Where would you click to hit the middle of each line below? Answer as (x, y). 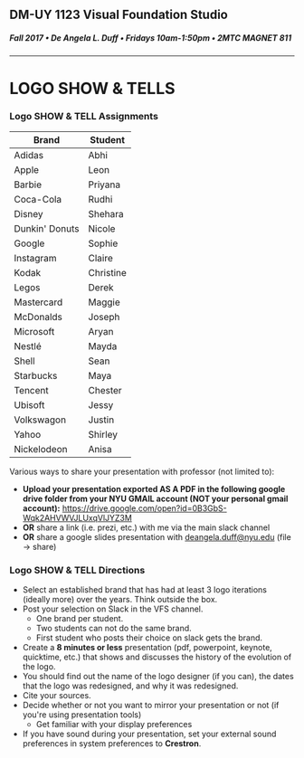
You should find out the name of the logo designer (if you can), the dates (158, 677)
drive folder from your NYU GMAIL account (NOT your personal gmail (155, 498)
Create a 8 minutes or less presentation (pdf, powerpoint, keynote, (147, 648)
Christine (107, 272)
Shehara (106, 213)
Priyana (104, 185)
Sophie (103, 243)
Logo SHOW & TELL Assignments (84, 117)
